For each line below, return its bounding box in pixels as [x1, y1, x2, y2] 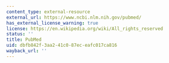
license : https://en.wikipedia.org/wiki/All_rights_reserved [6, 25, 164, 32]
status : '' [6, 31, 34, 37]
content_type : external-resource [6, 8, 91, 15]
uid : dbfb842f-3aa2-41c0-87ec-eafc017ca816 [6, 43, 118, 49]
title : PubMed [6, 37, 42, 43]
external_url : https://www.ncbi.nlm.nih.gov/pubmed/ [6, 14, 142, 20]
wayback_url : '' [6, 48, 47, 54]
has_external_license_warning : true [6, 20, 98, 26]
